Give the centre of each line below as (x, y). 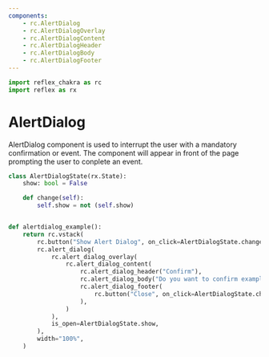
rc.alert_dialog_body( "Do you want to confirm (159, 279)
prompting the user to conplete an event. (76, 161)
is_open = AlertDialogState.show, (105, 324)
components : (28, 16)
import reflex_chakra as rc (55, 82)
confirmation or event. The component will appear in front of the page (124, 152)
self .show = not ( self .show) (86, 205)
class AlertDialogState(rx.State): (68, 176)
